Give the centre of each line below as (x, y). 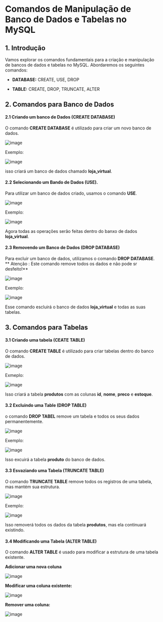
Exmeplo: (14, 375)
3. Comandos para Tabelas (47, 328)
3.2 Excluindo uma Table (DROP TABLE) (46, 405)
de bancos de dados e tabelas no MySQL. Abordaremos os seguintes (75, 65)
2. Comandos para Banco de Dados (60, 105)
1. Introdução (25, 48)
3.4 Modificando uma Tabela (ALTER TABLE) (51, 541)
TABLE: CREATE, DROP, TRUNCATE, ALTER (56, 89)
